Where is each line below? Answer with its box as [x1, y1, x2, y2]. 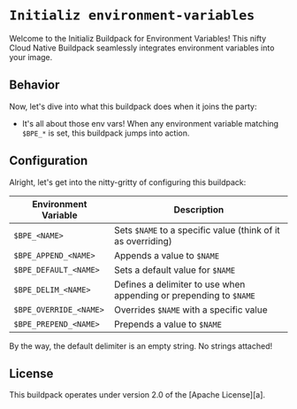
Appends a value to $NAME [113, 249, 219, 261]
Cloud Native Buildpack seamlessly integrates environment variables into [9, 42, 275, 53]
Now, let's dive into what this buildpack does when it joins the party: [9, 101, 257, 112]
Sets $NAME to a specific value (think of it [113, 224, 280, 236]
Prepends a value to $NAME [113, 318, 223, 330]
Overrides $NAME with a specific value [113, 304, 268, 316]
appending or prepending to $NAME [113, 289, 256, 301]
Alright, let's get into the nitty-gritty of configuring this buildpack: [9, 176, 247, 188]
